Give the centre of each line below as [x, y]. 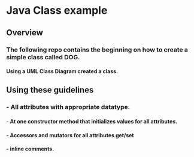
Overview [25, 33]
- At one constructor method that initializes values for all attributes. [92, 121]
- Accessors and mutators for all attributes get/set [70, 135]
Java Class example [57, 10]
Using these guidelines [50, 90]
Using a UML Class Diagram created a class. [62, 71]
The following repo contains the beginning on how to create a [97, 50]
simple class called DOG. [43, 57]
